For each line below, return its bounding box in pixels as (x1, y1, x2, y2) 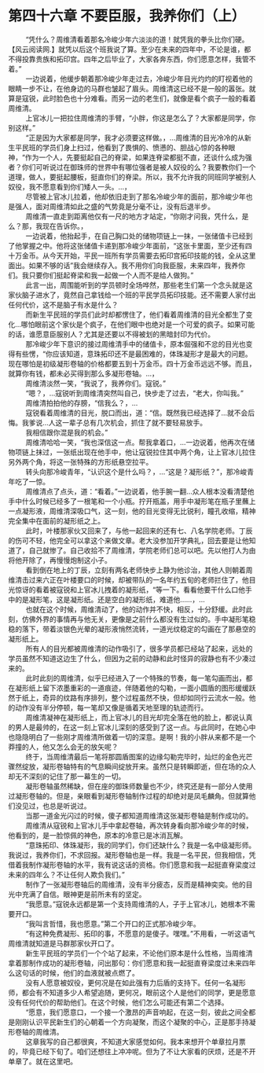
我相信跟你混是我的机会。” (25, 428, 108, 437)
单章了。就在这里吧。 (8, 1056, 77, 1066)
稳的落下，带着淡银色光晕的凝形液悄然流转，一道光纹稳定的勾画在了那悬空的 (8, 624, 256, 634)
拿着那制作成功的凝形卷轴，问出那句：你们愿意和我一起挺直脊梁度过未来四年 (8, 958, 256, 968)
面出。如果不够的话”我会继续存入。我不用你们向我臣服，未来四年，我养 (8, 260, 239, 270)
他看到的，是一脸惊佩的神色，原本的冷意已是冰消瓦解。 (8, 830, 187, 840)
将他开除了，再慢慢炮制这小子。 (8, 555, 112, 564)
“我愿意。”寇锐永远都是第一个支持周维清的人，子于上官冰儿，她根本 (25, 899, 242, 909)
